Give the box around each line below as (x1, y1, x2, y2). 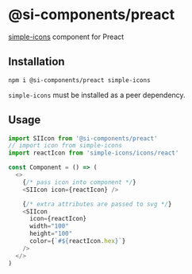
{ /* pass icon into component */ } (22, 178, 136, 186)
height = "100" (29, 229, 73, 238)
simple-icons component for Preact (8, 32, 125, 41)
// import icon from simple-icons (8, 142, 123, 150)
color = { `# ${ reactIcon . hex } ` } (29, 237, 126, 245)
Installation (8, 55, 65, 68)
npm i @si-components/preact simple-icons (8, 76, 151, 84)
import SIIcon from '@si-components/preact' (8, 134, 158, 143)
